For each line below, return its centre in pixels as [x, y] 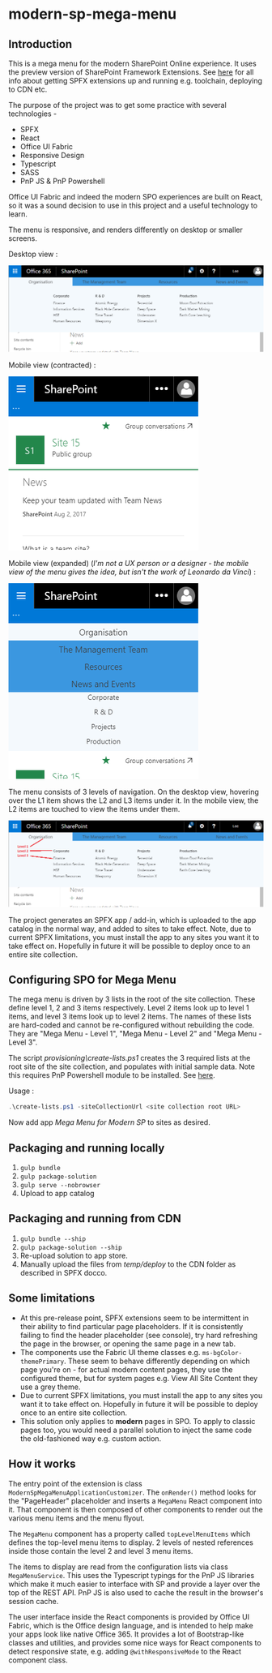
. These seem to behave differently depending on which [157, 1361]
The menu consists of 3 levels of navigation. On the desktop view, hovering [134, 791]
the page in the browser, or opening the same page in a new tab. [128, 1344]
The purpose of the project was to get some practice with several [117, 105]
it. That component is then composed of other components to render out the [136, 1509]
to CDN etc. [28, 89]
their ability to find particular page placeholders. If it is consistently [132, 1326]
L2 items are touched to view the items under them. [94, 809]
